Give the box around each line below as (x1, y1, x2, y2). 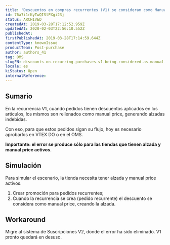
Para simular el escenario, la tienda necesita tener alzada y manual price (5, 175, 156, 181)
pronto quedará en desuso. (5, 234, 62, 240)
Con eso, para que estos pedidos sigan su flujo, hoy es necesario (5, 126, 142, 132)
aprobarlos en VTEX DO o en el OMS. (5, 131, 83, 137)
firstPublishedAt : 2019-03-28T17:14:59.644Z (5, 36, 101, 41)
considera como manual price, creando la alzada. (12, 200, 116, 207)
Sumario (5, 92, 33, 101)
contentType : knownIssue (5, 40, 58, 46)
